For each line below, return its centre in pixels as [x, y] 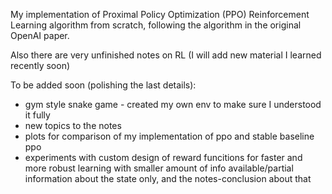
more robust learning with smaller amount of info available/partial [159, 168]
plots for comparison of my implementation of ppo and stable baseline [169, 136]
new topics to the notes [73, 125]
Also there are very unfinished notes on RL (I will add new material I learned [166, 55]
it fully [37, 115]
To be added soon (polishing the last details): [103, 85]
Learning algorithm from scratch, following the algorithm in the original [156, 25]
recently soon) [40, 65]
